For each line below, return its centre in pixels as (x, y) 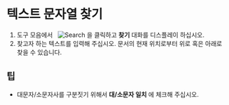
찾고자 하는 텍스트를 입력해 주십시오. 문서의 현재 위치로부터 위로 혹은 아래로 (119, 43)
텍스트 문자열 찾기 (55, 14)
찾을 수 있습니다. (39, 52)
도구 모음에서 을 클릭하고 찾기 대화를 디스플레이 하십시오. (110, 35)
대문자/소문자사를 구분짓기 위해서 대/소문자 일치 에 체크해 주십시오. (107, 94)
